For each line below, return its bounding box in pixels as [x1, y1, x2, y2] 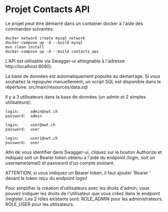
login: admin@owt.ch [5, 109, 58, 114]
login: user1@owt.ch [5, 136, 58, 141]
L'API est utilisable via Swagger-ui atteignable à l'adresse [5, 57, 125, 64]
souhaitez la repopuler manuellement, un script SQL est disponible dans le [5, 78, 161, 84]
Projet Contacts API [5, 4, 90, 15]
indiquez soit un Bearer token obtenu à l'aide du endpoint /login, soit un [5, 154, 155, 161]
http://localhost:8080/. [5, 63, 52, 69]
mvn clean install [5, 44, 44, 49]
